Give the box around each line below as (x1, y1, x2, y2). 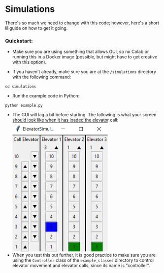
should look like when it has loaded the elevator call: (12, 117, 119, 123)
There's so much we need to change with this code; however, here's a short (5, 20, 159, 26)
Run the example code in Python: (12, 93, 80, 99)
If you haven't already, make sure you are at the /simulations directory (12, 69, 157, 75)
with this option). (12, 59, 47, 65)
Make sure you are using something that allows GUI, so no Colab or (12, 48, 149, 55)
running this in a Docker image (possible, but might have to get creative (12, 54, 158, 60)
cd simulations (5, 84, 36, 90)
